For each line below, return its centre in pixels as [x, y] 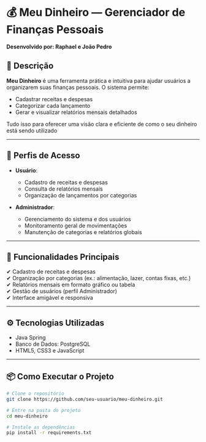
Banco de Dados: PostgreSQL [53, 344]
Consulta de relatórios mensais [63, 189]
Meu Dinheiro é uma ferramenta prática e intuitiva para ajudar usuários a [99, 80]
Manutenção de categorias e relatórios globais [83, 232]
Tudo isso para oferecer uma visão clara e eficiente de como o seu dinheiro [102, 124]
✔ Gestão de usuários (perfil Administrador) [62, 291]
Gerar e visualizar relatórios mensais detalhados [76, 112]
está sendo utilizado [32, 131]
